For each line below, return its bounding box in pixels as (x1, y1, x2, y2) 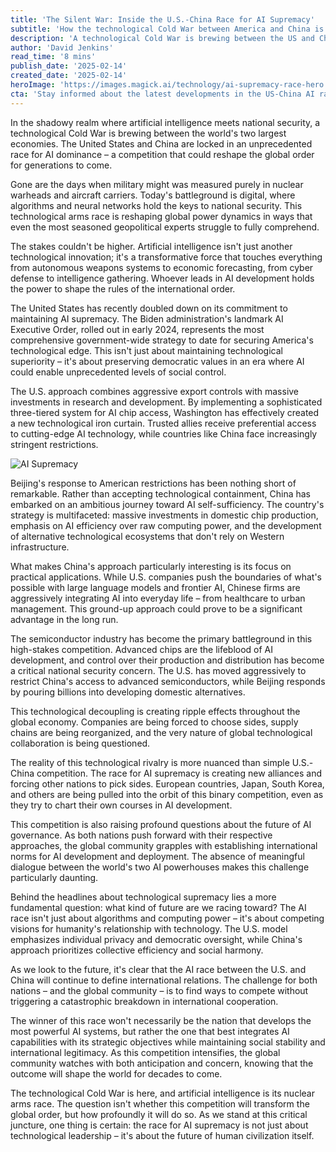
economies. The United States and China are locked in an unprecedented (10, 137, 313, 150)
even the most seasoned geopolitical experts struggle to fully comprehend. (10, 221, 320, 233)
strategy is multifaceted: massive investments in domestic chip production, (10, 509, 319, 521)
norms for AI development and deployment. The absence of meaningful (10, 850, 305, 862)
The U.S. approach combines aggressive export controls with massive (10, 385, 300, 397)
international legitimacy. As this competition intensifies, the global (10, 1046, 281, 1058)
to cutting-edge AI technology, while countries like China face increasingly (10, 427, 318, 440)
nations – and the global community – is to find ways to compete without (10, 984, 309, 996)
